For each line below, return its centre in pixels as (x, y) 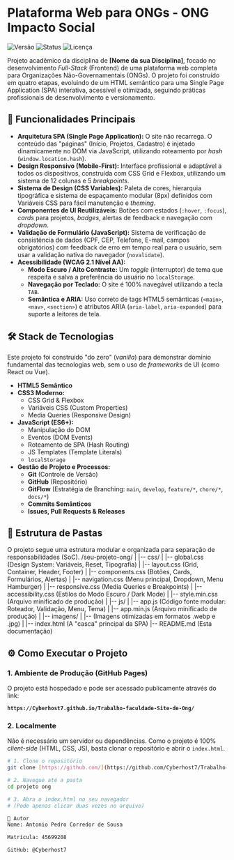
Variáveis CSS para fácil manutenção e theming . (86, 203)
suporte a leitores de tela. (64, 314)
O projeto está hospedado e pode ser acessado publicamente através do (112, 689)
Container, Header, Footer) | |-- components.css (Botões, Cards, (100, 572)
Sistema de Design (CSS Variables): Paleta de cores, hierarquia (109, 188)
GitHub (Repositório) (57, 482)
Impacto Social (51, 28)
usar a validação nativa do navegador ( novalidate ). (91, 254)
